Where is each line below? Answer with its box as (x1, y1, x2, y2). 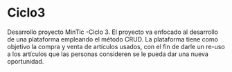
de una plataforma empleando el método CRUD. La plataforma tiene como (7, 35, 218, 43)
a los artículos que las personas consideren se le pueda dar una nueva (7, 50, 209, 58)
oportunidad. (7, 57, 44, 65)
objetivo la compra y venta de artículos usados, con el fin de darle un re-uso (7, 42, 225, 51)
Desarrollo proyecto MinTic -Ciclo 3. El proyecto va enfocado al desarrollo (7, 28, 218, 36)
